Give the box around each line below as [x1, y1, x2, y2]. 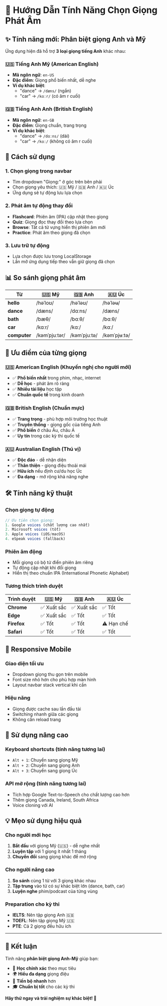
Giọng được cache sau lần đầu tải [12, 706, 81, 712]
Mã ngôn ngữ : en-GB [12, 117, 55, 123]
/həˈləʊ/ [70, 299, 88, 306]
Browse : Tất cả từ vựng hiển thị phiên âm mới [12, 224, 106, 230]
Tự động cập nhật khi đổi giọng [12, 565, 77, 571]
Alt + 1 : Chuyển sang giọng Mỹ [12, 757, 79, 763]
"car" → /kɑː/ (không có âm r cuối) [19, 138, 92, 144]
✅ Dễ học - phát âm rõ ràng [12, 381, 70, 387]
